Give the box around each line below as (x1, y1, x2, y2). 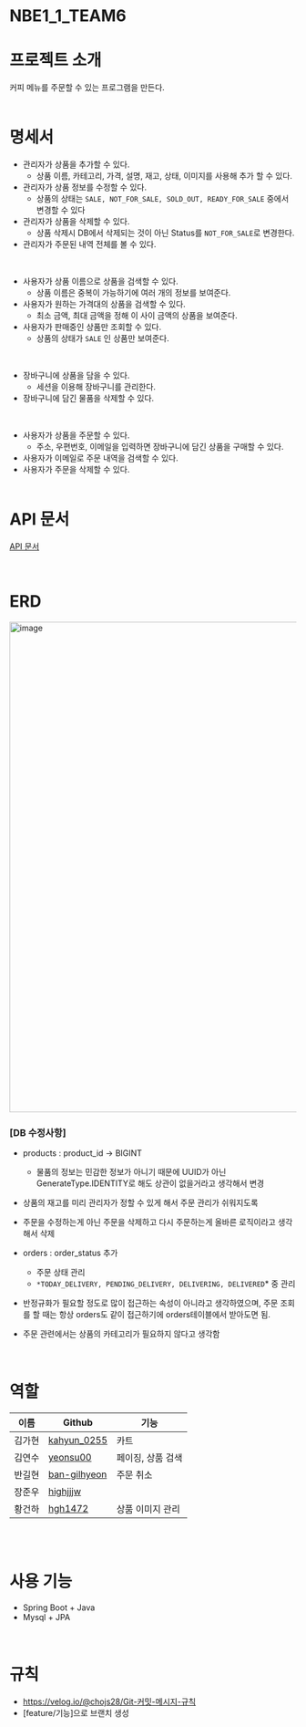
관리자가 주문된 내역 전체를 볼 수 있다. (22, 239, 157, 250)
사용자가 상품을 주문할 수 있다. (22, 430, 130, 441)
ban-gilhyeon (48, 1468, 107, 1481)
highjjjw (48, 1485, 82, 1498)
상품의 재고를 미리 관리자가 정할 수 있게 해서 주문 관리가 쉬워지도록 (22, 1197, 259, 1209)
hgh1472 (48, 1503, 89, 1515)
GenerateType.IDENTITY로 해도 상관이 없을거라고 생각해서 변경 (36, 1178, 265, 1189)
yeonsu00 (48, 1451, 92, 1464)
